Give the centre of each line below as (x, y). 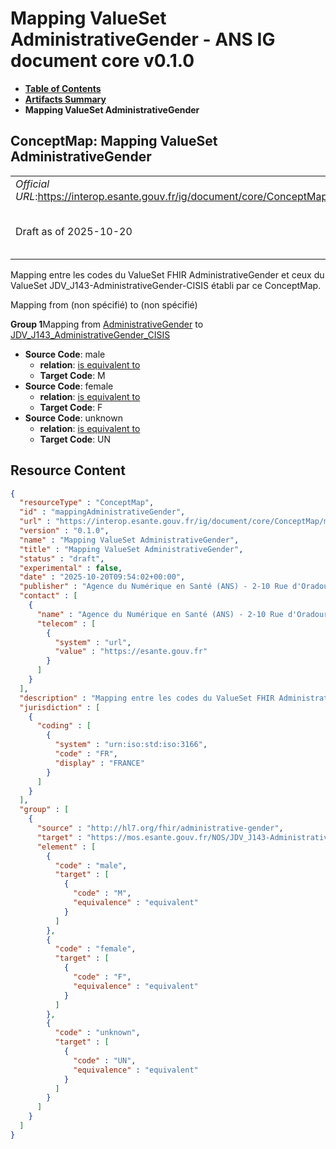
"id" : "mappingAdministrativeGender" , (102, 512)
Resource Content (68, 470)
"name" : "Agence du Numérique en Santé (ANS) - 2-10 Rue (160, 614)
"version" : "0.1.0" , (64, 531)
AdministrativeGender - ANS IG (143, 39)
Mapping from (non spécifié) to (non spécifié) (104, 304)
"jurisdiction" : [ (60, 707)
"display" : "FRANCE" (99, 763)
